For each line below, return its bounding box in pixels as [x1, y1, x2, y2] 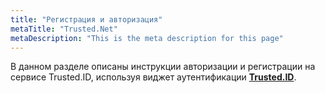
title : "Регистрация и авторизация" [10, 14, 163, 25]
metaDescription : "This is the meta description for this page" [10, 33, 284, 43]
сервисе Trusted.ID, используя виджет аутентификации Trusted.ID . [10, 71, 297, 83]
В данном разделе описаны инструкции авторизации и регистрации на [10, 61, 316, 73]
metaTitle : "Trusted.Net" [10, 24, 118, 34]
